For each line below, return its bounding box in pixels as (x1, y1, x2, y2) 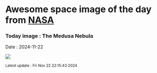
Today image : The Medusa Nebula (5, 32, 94, 40)
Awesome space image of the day (5, 4, 152, 15)
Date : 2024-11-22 (5, 44, 43, 50)
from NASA (5, 14, 54, 26)
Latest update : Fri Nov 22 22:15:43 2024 (5, 63, 78, 68)
